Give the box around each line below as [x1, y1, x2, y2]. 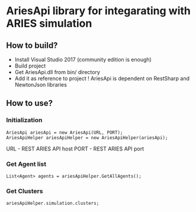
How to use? [6, 98, 53, 108]
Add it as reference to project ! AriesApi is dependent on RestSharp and [14, 75, 190, 82]
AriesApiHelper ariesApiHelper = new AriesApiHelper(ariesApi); [6, 134, 168, 140]
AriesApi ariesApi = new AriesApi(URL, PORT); [6, 129, 123, 136]
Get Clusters [6, 187, 43, 195]
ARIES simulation [6, 17, 92, 30]
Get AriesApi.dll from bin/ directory [14, 69, 101, 75]
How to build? [6, 40, 58, 50]
